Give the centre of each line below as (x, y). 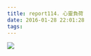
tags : (15, 26)
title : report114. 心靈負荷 (45, 13)
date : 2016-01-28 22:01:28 (46, 20)
